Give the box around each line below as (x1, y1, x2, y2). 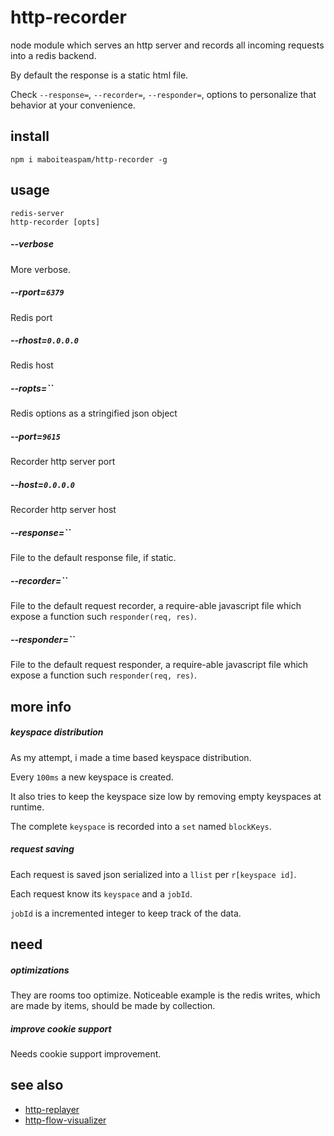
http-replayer (24, 1103, 80, 1115)
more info (10, 698, 72, 715)
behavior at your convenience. (10, 99, 136, 111)
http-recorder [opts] (10, 217, 101, 227)
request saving (10, 843, 75, 855)
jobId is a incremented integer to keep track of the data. (10, 907, 242, 919)
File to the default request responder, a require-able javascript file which (10, 659, 309, 671)
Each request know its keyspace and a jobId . (10, 887, 193, 900)
